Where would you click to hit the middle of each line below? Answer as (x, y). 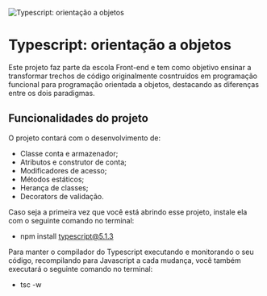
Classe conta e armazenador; (69, 153)
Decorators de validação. (62, 196)
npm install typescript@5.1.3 (67, 236)
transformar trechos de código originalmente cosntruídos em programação (133, 76)
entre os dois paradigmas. (52, 93)
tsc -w (31, 284)
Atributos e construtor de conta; (73, 162)
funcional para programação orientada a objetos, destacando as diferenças (134, 84)
